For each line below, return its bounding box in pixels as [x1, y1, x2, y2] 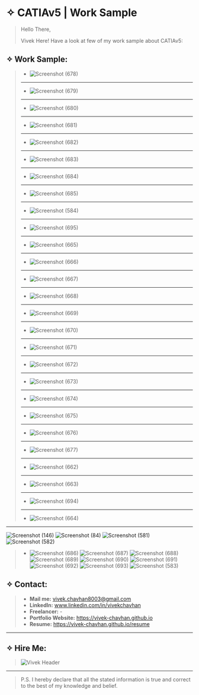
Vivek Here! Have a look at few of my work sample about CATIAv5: [20, 37, 184, 44]
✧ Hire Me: [6, 643, 47, 653]
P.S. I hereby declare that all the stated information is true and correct [20, 676, 191, 683]
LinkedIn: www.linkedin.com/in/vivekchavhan [29, 601, 141, 609]
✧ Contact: [6, 580, 48, 590]
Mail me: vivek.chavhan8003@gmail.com [29, 595, 131, 602]
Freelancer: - [29, 608, 63, 615]
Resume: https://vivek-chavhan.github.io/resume [29, 620, 150, 627]
